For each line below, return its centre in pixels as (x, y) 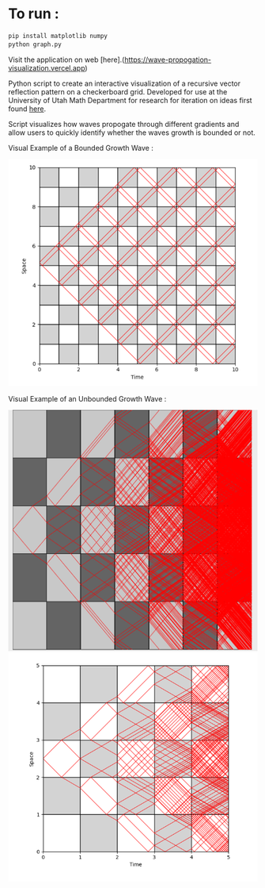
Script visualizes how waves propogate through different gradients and (124, 124)
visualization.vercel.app (47, 67)
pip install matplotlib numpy (58, 36)
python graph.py (35, 44)
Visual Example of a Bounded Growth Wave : (81, 148)
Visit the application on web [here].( (66, 60)
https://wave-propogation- (168, 60)
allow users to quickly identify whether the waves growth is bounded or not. (132, 133)
